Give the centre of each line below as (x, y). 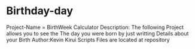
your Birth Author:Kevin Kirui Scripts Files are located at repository (88, 40)
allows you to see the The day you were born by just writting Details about (97, 33)
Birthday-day (40, 11)
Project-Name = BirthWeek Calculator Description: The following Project (95, 27)
